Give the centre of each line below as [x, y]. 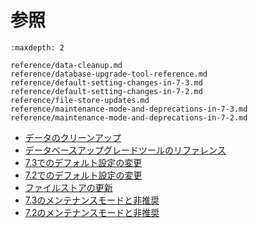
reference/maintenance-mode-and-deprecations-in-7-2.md [129, 117]
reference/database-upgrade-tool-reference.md [109, 74]
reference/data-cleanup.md [66, 65]
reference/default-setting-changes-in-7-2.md [106, 91]
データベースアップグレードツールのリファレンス [125, 150]
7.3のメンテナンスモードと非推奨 [92, 200]
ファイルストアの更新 [68, 187]
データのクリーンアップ [73, 137]
